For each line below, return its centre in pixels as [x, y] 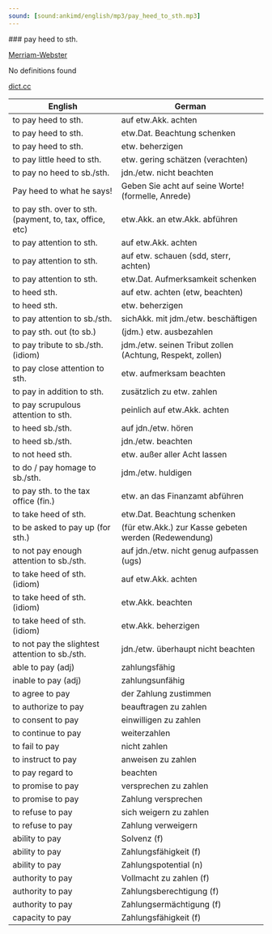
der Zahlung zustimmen [166, 693]
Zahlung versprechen [162, 799]
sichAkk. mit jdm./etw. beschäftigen [189, 319]
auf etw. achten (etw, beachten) [182, 292]
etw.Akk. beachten [157, 602]
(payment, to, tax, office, [59, 219]
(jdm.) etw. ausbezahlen [167, 332]
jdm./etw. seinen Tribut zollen [177, 345]
